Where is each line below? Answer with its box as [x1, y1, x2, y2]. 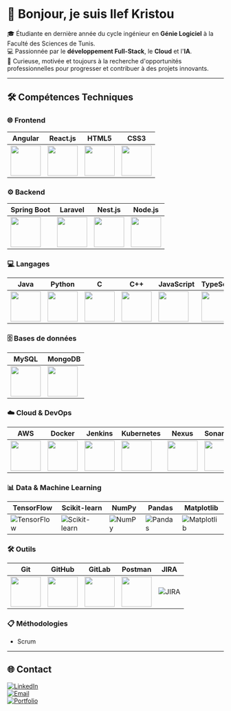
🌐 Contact [7, 664, 52, 675]
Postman [121, 564, 152, 574]
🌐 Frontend [7, 116, 46, 125]
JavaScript [158, 279, 195, 289]
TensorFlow [12, 503, 53, 513]
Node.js [133, 204, 159, 214]
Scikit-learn [61, 503, 102, 513]
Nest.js [97, 204, 121, 214]
